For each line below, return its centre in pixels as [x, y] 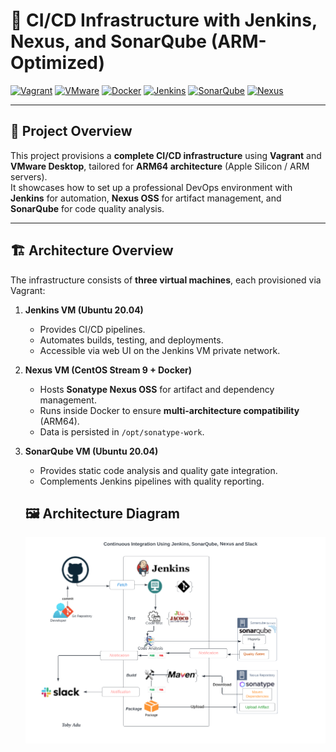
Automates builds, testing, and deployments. [131, 340]
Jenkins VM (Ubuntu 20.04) [84, 310]
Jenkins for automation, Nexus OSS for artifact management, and [146, 198]
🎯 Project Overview [71, 131]
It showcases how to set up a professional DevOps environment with [151, 187]
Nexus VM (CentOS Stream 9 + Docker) [108, 370]
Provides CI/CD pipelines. [92, 329]
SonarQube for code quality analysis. [87, 208]
